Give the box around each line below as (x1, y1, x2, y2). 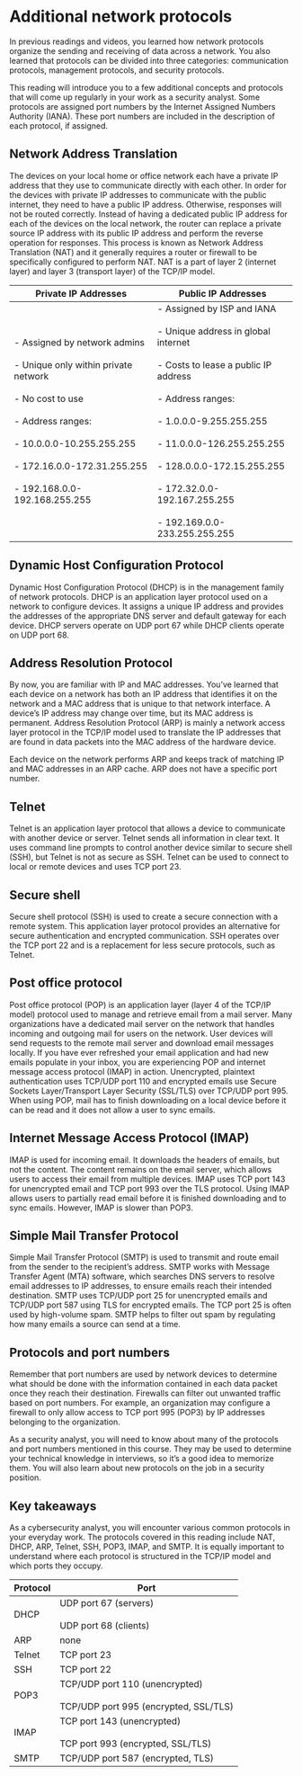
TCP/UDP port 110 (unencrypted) (59, 1678, 204, 1691)
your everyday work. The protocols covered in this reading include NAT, (9, 1531, 276, 1543)
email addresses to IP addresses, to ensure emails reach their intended (9, 1281, 272, 1291)
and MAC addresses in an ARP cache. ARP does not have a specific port (9, 763, 278, 774)
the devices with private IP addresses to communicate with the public (9, 189, 267, 200)
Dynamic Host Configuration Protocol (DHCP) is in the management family (9, 582, 285, 593)
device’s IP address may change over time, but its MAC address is (9, 708, 253, 718)
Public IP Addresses (178, 287, 267, 299)
